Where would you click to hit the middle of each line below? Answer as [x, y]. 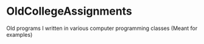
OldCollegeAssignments [69, 11]
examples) [19, 34]
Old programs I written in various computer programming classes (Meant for [102, 28]
